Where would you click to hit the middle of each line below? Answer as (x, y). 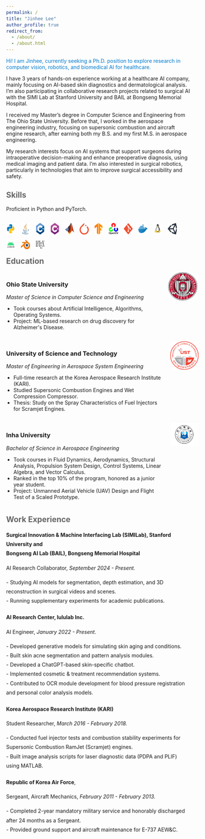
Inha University (28, 435)
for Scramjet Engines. (40, 409)
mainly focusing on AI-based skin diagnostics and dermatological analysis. (97, 85)
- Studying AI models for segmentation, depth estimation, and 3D (85, 582)
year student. (30, 484)
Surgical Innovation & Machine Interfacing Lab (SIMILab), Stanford (89, 535)
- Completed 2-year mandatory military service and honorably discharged (95, 811)
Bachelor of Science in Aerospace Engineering (63, 448)
